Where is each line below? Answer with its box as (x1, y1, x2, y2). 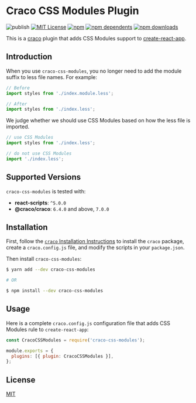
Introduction (6, 52, 53, 62)
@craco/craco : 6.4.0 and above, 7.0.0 (14, 205, 109, 212)
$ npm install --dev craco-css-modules (6, 288, 104, 294)
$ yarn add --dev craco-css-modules (6, 267, 95, 273)
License (6, 375, 36, 385)
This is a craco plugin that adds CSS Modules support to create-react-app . (6, 35, 187, 42)
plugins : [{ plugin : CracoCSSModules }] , (11, 353, 114, 359)
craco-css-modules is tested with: (6, 187, 86, 194)
